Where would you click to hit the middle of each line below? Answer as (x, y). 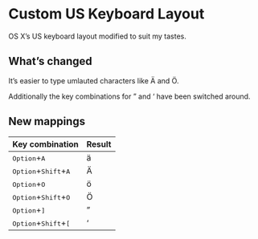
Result (99, 144)
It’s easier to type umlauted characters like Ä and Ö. (94, 80)
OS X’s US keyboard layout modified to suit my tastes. (97, 36)
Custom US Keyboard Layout (106, 14)
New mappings (47, 122)
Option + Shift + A (41, 171)
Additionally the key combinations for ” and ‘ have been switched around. (129, 96)
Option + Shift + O (41, 196)
